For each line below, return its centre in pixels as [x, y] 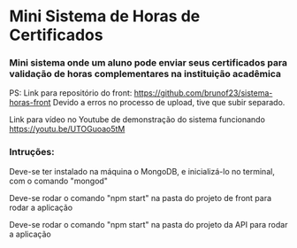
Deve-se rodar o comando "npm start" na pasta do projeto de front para [141, 198]
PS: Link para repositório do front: [71, 93]
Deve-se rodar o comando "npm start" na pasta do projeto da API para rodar [148, 224]
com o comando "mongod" [59, 181]
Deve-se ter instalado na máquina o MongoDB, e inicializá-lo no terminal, [142, 171]
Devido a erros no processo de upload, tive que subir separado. [169, 103]
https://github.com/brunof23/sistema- [203, 93]
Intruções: [32, 152]
